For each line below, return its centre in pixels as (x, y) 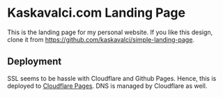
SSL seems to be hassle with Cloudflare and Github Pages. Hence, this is (112, 78)
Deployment (34, 62)
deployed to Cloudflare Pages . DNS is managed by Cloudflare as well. (107, 86)
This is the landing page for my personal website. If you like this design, (110, 32)
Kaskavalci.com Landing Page (97, 13)
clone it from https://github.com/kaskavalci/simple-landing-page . (101, 39)
